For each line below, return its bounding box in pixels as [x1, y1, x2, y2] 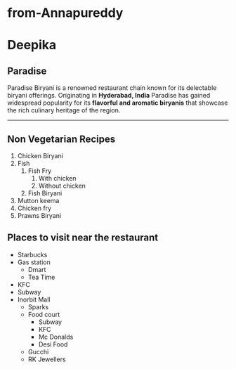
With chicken [38, 174, 77, 182]
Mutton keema [17, 197, 60, 205]
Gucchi [27, 347, 49, 356]
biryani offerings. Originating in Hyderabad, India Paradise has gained [7, 91, 211, 100]
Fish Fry [27, 167, 52, 175]
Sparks [27, 302, 49, 311]
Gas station [17, 258, 51, 266]
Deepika [7, 37, 57, 53]
